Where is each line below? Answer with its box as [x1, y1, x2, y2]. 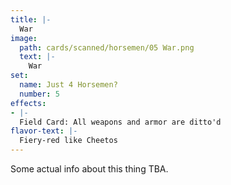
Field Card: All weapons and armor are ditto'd [19, 117, 222, 127]
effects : [10, 98, 47, 108]
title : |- [10, 14, 52, 25]
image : [10, 33, 38, 43]
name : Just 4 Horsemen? [19, 80, 118, 90]
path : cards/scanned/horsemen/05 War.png [19, 42, 195, 53]
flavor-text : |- [10, 126, 78, 136]
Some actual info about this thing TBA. [10, 163, 169, 175]
